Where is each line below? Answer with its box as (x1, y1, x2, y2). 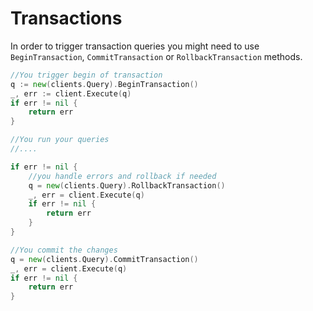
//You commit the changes (10, 245, 118, 255)
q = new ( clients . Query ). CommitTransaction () (10, 254, 199, 264)
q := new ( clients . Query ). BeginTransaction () (10, 79, 199, 89)
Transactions (10, 7, 123, 30)
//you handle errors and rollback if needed (28, 171, 217, 181)
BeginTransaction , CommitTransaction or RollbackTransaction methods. (10, 50, 303, 62)
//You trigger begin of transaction (10, 70, 163, 80)
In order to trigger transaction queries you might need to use (10, 40, 260, 52)
